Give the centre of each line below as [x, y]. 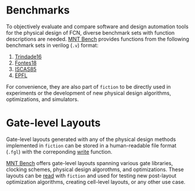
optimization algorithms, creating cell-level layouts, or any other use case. [96, 182]
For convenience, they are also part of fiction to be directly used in [88, 86]
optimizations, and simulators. [42, 99]
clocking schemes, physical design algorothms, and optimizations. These [95, 169]
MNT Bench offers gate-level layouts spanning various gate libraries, [90, 163]
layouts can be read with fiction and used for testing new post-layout [91, 175]
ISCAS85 [26, 69]
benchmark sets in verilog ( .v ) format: [52, 45]
